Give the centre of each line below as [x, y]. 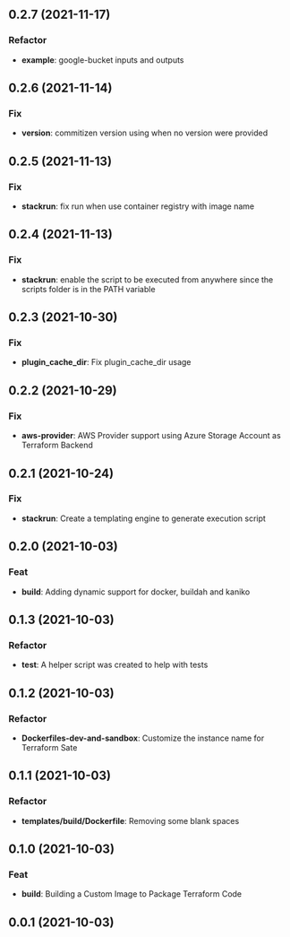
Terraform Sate [49, 747]
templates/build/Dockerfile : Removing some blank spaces [130, 820]
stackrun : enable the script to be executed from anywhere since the [147, 279]
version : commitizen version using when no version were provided [145, 133]
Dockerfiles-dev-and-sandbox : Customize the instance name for [143, 738]
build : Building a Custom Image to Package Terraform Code [132, 894]
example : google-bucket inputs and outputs [102, 60]
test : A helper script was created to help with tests [115, 665]
